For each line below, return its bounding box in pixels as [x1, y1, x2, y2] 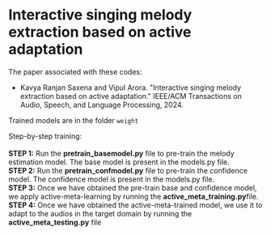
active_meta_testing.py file [8, 217, 102, 227]
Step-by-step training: [8, 131, 83, 141]
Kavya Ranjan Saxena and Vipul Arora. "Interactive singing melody [19, 83, 241, 92]
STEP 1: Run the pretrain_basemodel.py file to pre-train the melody [8, 148, 235, 158]
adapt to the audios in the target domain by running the [8, 208, 193, 218]
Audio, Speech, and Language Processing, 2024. [19, 100, 184, 109]
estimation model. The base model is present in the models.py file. [8, 156, 231, 167]
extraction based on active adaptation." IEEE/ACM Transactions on [19, 91, 243, 100]
